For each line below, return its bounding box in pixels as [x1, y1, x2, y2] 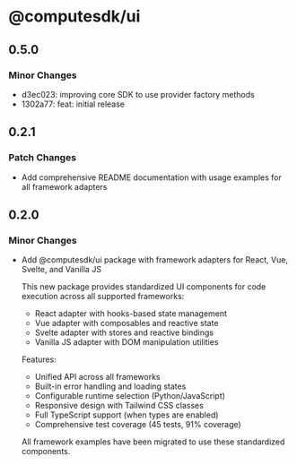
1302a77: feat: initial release [21, 99, 125, 109]
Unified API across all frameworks [34, 372, 161, 383]
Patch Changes [8, 151, 77, 164]
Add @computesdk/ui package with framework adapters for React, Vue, [21, 254, 289, 265]
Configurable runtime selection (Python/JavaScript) [34, 391, 226, 401]
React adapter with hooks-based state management [34, 308, 228, 319]
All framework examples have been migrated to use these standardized [21, 436, 285, 447]
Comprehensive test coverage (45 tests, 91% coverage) [34, 419, 241, 430]
